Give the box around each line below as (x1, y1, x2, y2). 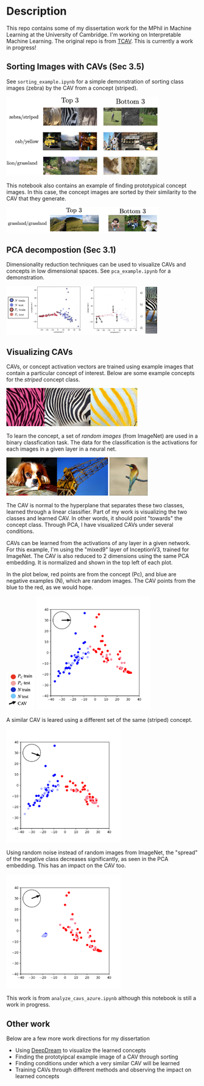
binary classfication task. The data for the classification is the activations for (6, 439, 198, 446)
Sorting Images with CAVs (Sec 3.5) (6, 62, 145, 72)
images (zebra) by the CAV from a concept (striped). (6, 84, 138, 91)
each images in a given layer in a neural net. (6, 445, 117, 452)
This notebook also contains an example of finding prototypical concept (6, 182, 187, 189)
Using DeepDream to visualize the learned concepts (15, 1047, 146, 1054)
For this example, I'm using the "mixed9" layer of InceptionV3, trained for (6, 546, 189, 553)
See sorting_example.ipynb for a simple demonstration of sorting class (6, 77, 184, 85)
